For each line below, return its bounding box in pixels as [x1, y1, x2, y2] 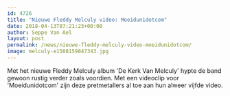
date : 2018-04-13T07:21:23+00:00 [7, 22, 103, 29]
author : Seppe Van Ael [7, 29, 72, 36]
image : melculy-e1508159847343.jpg [7, 48, 109, 55]
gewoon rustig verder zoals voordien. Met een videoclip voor [7, 74, 180, 82]
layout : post [7, 35, 45, 42]
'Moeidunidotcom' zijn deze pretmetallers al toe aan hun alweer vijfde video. [7, 81, 223, 89]
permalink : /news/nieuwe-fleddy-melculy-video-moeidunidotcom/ [7, 42, 192, 48]
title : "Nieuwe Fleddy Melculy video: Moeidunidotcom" [7, 16, 168, 23]
